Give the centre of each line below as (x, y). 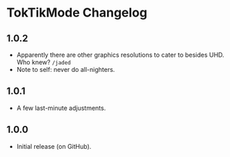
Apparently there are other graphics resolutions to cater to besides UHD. (120, 55)
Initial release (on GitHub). (54, 146)
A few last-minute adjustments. (61, 108)
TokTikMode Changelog (77, 13)
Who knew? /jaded (43, 62)
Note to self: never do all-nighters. (66, 70)
